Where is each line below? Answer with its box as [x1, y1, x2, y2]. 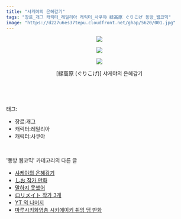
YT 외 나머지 [14, 199, 44, 206]
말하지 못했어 [14, 184, 46, 191]
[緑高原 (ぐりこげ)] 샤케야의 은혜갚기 [56, 70, 143, 77]
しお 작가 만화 [14, 177, 48, 184]
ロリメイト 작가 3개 [14, 192, 62, 199]
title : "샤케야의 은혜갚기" [6, 8, 66, 15]
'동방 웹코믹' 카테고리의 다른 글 [6, 157, 77, 164]
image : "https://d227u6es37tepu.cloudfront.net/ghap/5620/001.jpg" [6, 20, 176, 25]
